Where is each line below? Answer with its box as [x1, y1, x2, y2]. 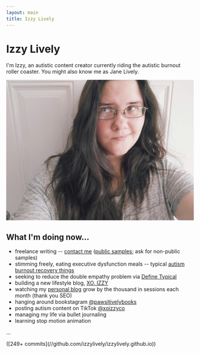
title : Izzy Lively [6, 15, 55, 22]
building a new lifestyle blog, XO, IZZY [14, 279, 108, 286]
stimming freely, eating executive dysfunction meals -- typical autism [14, 260, 185, 267]
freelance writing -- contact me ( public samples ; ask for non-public [14, 248, 180, 255]
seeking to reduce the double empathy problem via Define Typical [14, 273, 177, 280]
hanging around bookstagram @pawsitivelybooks [14, 298, 137, 305]
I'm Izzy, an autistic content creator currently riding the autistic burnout [6, 62, 181, 69]
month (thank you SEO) [14, 292, 73, 300]
